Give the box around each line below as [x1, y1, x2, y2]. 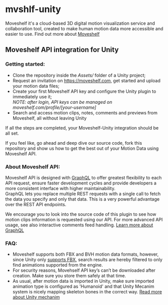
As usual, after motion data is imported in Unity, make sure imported [12, 278, 154, 284]
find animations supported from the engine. [12, 262, 103, 268]
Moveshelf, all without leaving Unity [12, 115, 87, 121]
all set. [5, 130, 19, 136]
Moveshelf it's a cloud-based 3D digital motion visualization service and [5, 20, 155, 26]
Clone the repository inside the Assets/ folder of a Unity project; [12, 72, 146, 78]
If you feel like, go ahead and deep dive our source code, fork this [5, 140, 142, 146]
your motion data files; [12, 83, 60, 89]
